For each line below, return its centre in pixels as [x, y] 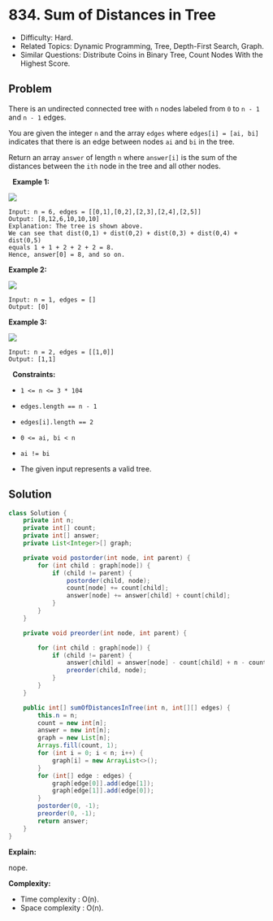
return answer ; [63, 821]
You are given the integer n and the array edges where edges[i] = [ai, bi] [134, 133]
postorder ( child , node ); [108, 580]
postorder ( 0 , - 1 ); [69, 806]
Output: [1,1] [32, 359]
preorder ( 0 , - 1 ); [67, 814]
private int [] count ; [59, 528]
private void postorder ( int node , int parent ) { [107, 558]
